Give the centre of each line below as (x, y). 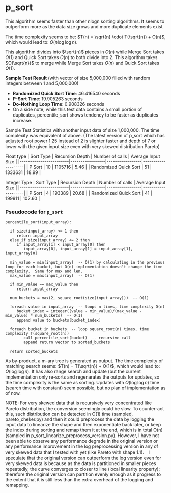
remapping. (17, 485)
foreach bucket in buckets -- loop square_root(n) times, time (79, 329)
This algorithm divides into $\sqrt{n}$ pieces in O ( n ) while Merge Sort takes (85, 52)
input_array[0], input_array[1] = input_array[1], (78, 249)
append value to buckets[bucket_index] (59, 320)
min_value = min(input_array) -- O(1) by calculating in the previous (88, 263)
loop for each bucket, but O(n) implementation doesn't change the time (84, 267)
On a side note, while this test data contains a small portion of (77, 109)
